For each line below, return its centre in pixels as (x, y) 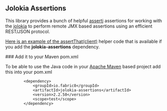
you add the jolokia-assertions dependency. (53, 47)
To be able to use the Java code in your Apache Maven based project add (83, 66)
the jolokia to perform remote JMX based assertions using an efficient (79, 26)
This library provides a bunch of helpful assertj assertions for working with (84, 20)
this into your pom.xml (29, 72)
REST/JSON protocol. (28, 31)
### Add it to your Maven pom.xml (42, 57)
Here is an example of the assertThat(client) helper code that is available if (83, 41)
